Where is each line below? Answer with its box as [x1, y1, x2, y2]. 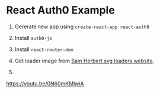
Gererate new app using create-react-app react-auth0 [14, 23, 150, 30]
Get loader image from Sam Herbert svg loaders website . [14, 57, 155, 64]
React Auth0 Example [6, 4, 116, 17]
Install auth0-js [14, 34, 52, 41]
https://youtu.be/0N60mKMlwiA [6, 80, 84, 87]
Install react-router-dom [14, 45, 73, 53]
